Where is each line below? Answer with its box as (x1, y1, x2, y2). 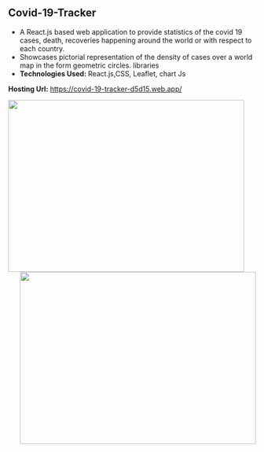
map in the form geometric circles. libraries (19, 61, 159, 70)
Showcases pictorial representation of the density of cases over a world (19, 52, 253, 61)
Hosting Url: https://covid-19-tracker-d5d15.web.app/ (8, 84, 182, 94)
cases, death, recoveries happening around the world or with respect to (19, 35, 252, 45)
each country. (19, 43, 65, 53)
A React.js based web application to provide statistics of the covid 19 (19, 27, 243, 36)
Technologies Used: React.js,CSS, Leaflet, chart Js (19, 68, 186, 78)
